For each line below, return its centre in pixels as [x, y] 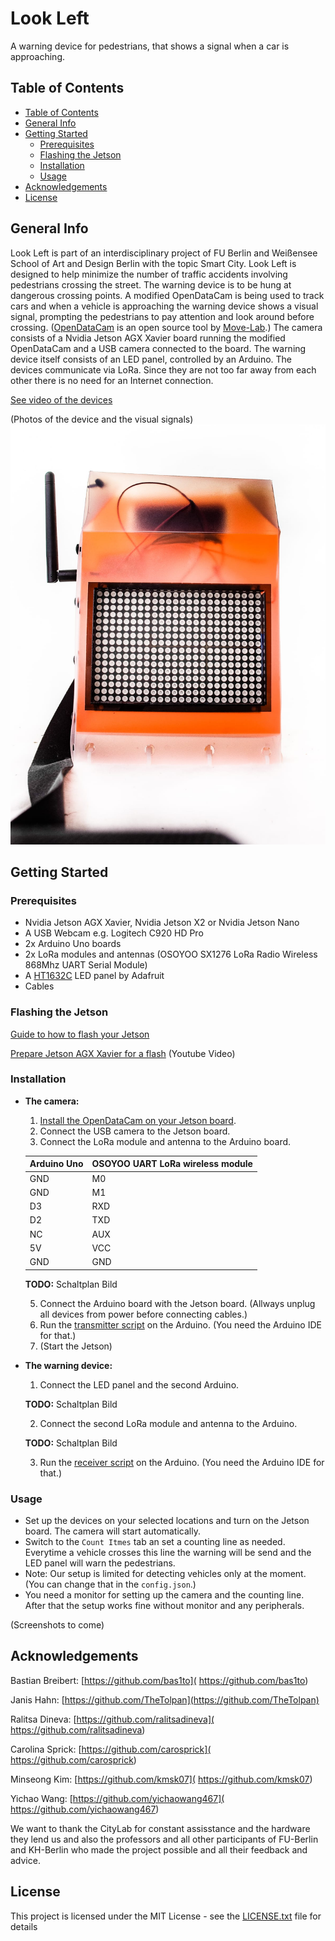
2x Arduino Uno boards [73, 944]
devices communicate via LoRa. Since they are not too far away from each [163, 369]
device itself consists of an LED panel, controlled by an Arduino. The [151, 359]
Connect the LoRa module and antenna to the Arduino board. [165, 1141]
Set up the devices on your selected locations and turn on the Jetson [167, 1520]
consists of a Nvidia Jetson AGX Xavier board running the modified [148, 338]
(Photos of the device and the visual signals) [102, 419]
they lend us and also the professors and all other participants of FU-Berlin [164, 1839]
